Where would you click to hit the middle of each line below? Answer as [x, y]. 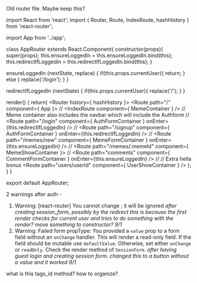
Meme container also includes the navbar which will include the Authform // [98, 115]
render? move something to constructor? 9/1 [68, 225]
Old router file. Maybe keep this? [46, 9]
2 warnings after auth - [34, 194]
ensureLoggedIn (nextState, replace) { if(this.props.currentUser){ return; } [96, 73]
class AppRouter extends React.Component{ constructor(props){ [85, 49]
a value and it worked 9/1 [45, 262]
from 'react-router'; [29, 26]
